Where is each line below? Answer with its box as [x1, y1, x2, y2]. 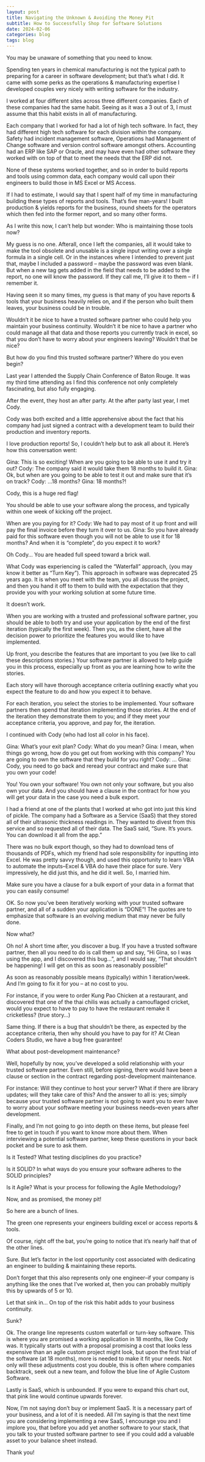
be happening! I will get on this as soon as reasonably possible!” [6, 962, 168, 969]
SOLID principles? [6, 1172, 52, 1179]
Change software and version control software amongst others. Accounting [6, 142, 196, 148]
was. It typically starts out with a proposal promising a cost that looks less [6, 1342, 192, 1349]
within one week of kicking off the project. [6, 508, 112, 515]
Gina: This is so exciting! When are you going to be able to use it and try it [6, 458, 192, 466]
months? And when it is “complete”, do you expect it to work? [6, 539, 160, 546]
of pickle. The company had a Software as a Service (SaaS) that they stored [6, 812, 197, 819]
